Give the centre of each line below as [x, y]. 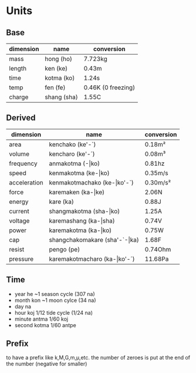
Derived [21, 118]
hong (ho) [58, 59]
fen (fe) [55, 88]
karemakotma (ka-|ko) [80, 230]
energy [19, 201]
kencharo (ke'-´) [72, 154]
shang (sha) [61, 97]
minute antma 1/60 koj [41, 319]
